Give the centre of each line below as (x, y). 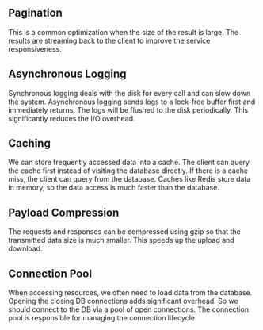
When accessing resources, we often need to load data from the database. (130, 293)
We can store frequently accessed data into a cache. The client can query (129, 163)
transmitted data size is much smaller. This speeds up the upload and (122, 240)
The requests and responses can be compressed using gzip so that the (124, 232)
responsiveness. (35, 49)
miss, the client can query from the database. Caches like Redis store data (130, 179)
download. (25, 248)
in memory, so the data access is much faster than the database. (114, 188)
